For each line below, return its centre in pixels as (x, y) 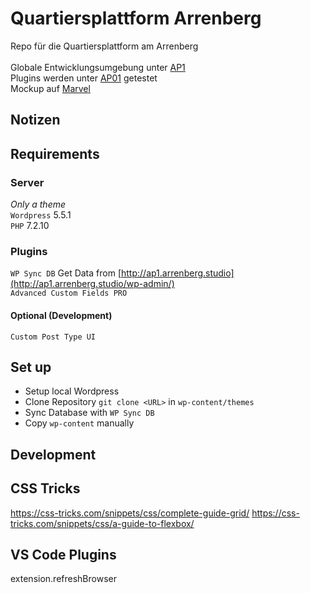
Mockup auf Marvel (50, 88)
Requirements (55, 153)
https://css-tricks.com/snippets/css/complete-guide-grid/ (130, 513)
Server (27, 182)
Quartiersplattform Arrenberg (136, 18)
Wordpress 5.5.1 (41, 215)
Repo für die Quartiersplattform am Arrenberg (104, 46)
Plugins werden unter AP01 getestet (84, 78)
